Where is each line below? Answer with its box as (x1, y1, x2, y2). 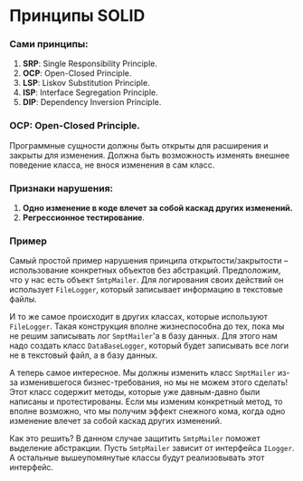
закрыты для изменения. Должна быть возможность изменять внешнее (9, 149, 290, 160)
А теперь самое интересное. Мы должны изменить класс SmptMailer (9, 368, 276, 379)
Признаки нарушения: (9, 182, 114, 195)
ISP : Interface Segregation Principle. (22, 87, 158, 98)
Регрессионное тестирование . (22, 212, 145, 223)
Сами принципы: (9, 38, 89, 51)
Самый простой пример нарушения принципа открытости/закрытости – (9, 255, 289, 266)
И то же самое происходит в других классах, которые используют (9, 312, 269, 322)
